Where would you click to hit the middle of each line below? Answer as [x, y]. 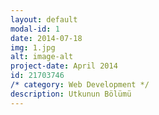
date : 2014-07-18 [46, 38]
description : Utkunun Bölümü [71, 94]
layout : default [44, 19]
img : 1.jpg [33, 47]
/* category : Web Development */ [80, 85]
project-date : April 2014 [64, 66]
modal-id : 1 [35, 29]
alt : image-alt [42, 57]
